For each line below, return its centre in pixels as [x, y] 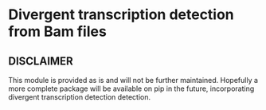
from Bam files [58, 31]
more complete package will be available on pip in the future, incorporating [131, 88]
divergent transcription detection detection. [80, 97]
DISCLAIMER [41, 61]
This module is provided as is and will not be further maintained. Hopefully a [133, 80]
